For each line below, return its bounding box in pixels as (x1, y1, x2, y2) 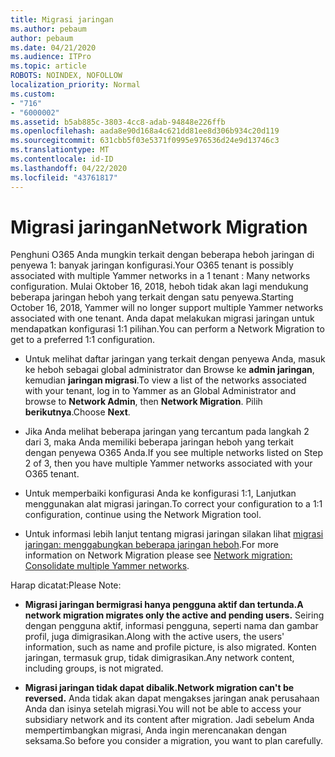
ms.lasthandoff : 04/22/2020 (10, 163, 128, 173)
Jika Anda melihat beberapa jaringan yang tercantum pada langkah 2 (24, 426, 310, 438)
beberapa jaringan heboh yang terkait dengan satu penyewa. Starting (10, 291, 294, 303)
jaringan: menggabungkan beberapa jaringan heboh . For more (24, 539, 279, 551)
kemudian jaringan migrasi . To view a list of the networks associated (24, 374, 307, 386)
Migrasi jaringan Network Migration (10, 216, 308, 238)
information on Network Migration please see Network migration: (24, 549, 293, 561)
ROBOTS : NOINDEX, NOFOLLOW (10, 71, 123, 81)
